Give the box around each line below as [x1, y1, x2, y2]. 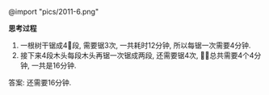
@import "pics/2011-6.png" [8, 7, 99, 16]
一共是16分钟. [31, 60, 77, 70]
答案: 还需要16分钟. [8, 78, 72, 87]
